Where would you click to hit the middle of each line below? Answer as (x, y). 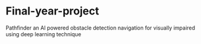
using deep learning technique (44, 34)
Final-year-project (52, 11)
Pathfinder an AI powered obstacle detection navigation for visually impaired (100, 28)
